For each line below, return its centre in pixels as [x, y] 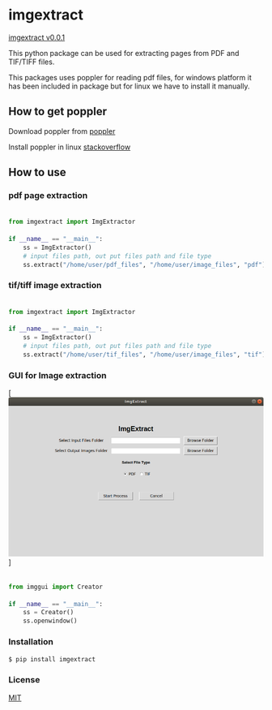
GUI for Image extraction [57, 375]
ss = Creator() [49, 613]
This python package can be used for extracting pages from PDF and [124, 53]
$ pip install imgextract [52, 660]
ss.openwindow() [51, 621]
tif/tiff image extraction [55, 286]
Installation [31, 642]
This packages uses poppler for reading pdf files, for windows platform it [130, 77]
